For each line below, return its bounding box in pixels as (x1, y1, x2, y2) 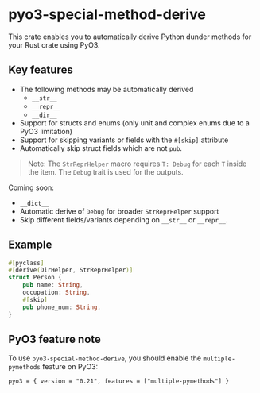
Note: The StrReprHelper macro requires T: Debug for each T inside (27, 159, 247, 168)
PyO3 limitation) (19, 126, 73, 136)
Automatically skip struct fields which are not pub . (19, 143, 183, 152)
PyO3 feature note (8, 332, 102, 346)
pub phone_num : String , (22, 303, 102, 311)
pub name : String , (22, 281, 83, 289)
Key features (8, 64, 73, 77)
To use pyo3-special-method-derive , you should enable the (8, 353, 201, 363)
